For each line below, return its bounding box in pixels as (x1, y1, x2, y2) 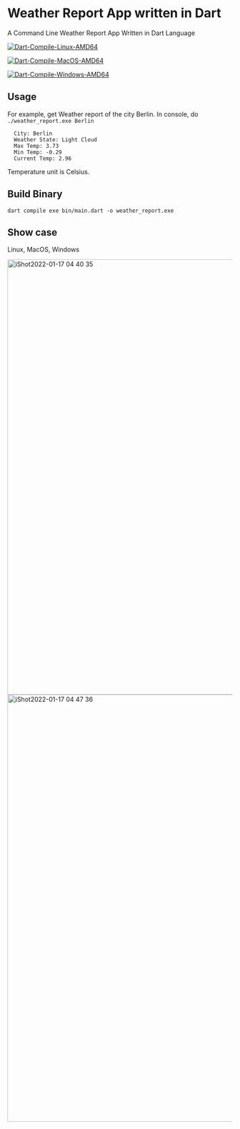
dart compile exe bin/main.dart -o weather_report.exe (7, 207, 174, 214)
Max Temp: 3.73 (14, 142, 59, 149)
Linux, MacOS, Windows (7, 245, 80, 254)
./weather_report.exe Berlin (7, 117, 94, 124)
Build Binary (7, 188, 63, 201)
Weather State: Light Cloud (14, 136, 98, 144)
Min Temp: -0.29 (14, 149, 62, 156)
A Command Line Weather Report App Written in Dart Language (7, 29, 195, 37)
